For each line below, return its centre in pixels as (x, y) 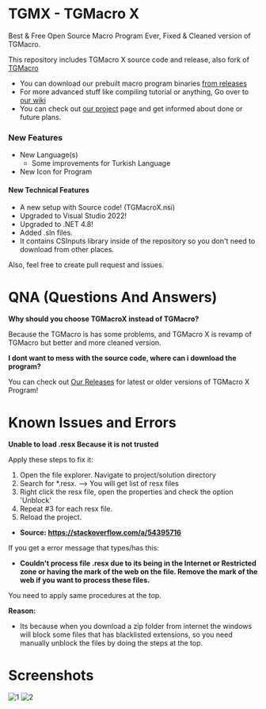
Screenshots (51, 675)
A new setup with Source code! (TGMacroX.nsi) (97, 208)
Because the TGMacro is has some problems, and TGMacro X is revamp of (130, 335)
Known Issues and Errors (92, 422)
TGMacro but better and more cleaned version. (85, 343)
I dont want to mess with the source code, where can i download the (122, 358)
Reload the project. (51, 517)
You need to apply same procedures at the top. (85, 596)
